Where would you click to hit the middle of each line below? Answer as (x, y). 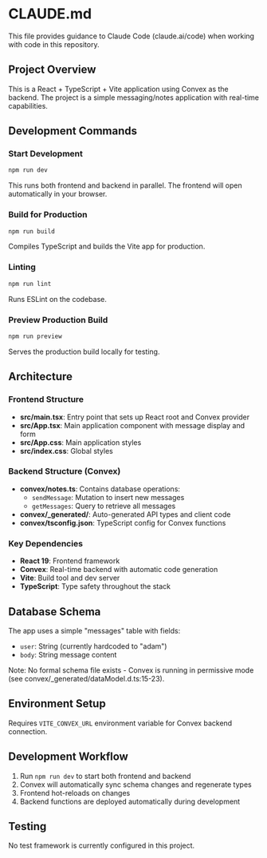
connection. (28, 731)
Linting (22, 267)
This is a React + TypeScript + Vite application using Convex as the (118, 89)
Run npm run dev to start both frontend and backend (105, 776)
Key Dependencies (46, 543)
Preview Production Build (58, 320)
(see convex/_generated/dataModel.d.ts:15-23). (86, 678)
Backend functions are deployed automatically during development (130, 801)
